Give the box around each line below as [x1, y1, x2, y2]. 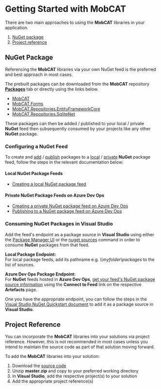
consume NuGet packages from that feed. [5, 242, 90, 248]
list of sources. [5, 261, 35, 267]
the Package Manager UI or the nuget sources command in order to [5, 237, 141, 242]
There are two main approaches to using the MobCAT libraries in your [5, 19, 145, 25]
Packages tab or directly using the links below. [5, 86, 98, 92]
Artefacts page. [5, 286, 37, 293]
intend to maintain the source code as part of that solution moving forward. [5, 344, 155, 350]
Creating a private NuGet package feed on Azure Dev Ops [12, 203, 129, 209]
